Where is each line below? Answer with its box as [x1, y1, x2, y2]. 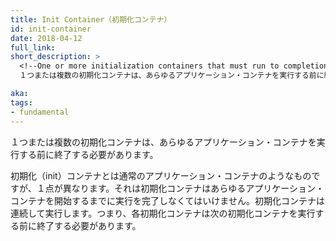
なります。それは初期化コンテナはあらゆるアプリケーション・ [71, 182, 325, 194]
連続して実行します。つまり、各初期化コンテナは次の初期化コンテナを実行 [10, 207, 316, 219]
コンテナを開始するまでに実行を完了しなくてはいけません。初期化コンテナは [10, 194, 325, 206]
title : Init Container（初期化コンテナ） [10, 14, 172, 25]
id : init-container [10, 24, 92, 34]
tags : [10, 97, 33, 108]
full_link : [10, 42, 56, 53]
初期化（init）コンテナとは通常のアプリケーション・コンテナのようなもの [10, 169, 312, 181]
